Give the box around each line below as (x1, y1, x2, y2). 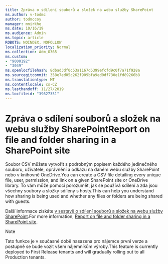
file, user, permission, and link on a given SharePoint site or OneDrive (5, 177, 148, 183)
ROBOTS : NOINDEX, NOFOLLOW (5, 40, 62, 45)
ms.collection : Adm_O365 (5, 49, 57, 54)
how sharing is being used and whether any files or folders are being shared (5, 193, 163, 199)
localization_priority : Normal (5, 45, 71, 50)
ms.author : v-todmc (5, 12, 46, 17)
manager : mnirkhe (5, 21, 42, 27)
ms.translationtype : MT (5, 77, 55, 82)
